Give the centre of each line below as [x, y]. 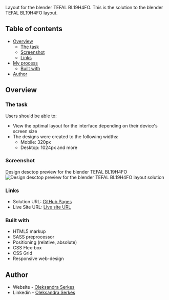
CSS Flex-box [27, 248]
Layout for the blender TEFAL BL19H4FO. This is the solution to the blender [84, 7]
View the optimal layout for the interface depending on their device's [85, 125]
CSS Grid [22, 253]
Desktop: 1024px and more [49, 147]
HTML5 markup [29, 231]
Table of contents [34, 29]
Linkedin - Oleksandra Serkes [44, 293]
